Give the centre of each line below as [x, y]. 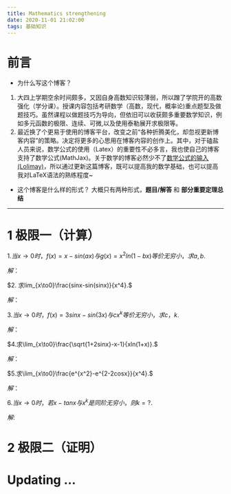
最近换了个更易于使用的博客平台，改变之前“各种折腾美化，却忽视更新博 [118, 132]
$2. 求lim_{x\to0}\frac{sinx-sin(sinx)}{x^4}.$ [70, 285]
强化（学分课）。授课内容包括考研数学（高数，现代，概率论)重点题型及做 [119, 106]
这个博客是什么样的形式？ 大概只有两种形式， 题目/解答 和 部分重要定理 [117, 189]
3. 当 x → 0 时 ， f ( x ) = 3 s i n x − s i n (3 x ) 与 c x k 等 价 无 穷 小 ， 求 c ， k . [93, 314]
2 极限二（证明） [55, 448]
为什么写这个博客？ [44, 83]
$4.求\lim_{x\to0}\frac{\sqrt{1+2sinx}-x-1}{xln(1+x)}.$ [82, 344]
